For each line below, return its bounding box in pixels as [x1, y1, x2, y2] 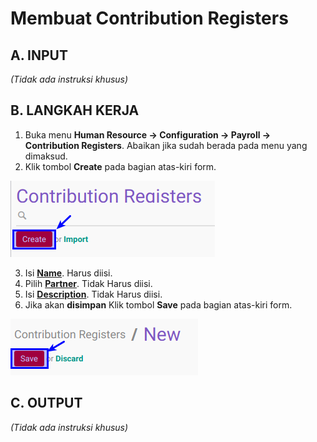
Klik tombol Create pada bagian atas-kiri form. [24, 160, 217, 172]
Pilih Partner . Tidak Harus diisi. [24, 277, 153, 289]
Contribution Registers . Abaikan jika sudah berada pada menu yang [24, 139, 308, 151]
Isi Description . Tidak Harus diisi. [24, 288, 163, 300]
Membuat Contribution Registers [10, 7, 289, 30]
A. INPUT [10, 47, 68, 64]
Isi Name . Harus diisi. [24, 267, 113, 279]
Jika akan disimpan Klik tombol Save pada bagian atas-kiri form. [24, 298, 293, 311]
